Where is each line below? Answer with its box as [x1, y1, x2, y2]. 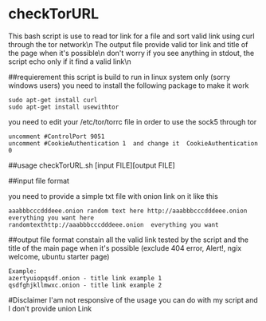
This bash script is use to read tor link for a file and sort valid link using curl [8, 31, 255, 41]
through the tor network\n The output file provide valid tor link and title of [8, 39, 248, 49]
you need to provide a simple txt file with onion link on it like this [8, 191, 219, 200]
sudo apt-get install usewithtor [8, 103, 119, 111]
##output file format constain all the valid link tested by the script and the [8, 235, 249, 244]
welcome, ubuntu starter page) [8, 252, 110, 261]
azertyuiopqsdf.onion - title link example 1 [8, 274, 162, 282]
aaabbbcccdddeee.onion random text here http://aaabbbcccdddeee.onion [8, 207, 248, 215]
